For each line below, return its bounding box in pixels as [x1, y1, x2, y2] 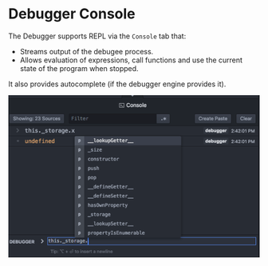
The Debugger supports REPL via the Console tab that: [8, 31, 187, 41]
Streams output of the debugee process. [19, 46, 154, 56]
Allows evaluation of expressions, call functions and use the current [19, 55, 243, 65]
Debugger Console [8, 5, 136, 23]
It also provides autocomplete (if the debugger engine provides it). [8, 79, 227, 89]
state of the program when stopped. [19, 63, 139, 73]
